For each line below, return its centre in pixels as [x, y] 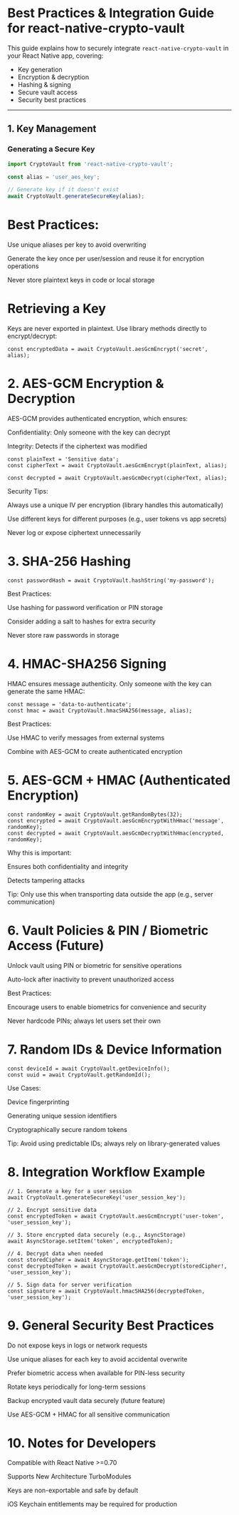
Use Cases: [24, 1088]
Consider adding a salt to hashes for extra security [82, 621]
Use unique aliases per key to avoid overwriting [77, 245]
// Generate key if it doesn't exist [63, 190]
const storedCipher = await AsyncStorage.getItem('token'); [99, 1260]
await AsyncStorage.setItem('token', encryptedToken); [90, 1241]
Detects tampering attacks [46, 880]
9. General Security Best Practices [111, 1325]
